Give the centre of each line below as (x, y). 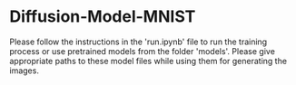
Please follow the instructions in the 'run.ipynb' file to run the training (138, 42)
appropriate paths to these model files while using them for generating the (148, 61)
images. (24, 71)
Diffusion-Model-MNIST (103, 17)
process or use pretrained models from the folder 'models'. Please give (142, 51)
